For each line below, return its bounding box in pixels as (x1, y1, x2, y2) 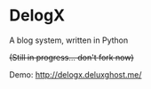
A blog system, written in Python (9, 35, 129, 45)
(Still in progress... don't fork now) (9, 52, 135, 62)
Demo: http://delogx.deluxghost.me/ (9, 69, 142, 80)
